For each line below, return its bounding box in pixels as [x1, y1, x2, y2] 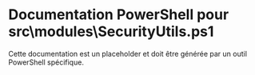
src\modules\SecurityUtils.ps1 [8, 22, 214, 41]
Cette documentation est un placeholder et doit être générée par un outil [8, 49, 248, 58]
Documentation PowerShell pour [8, 6, 229, 24]
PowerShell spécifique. [8, 57, 84, 67]
